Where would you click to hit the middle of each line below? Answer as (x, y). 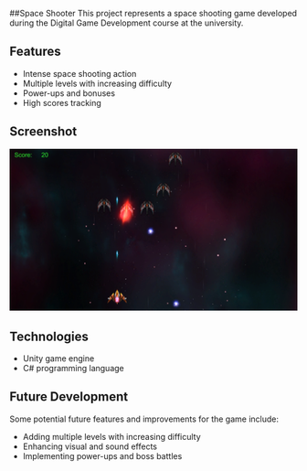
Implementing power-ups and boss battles (102, 455)
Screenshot (43, 132)
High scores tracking (62, 102)
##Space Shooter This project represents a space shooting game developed (153, 13)
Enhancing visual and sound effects (90, 446)
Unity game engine (58, 358)
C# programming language (74, 368)
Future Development (69, 397)
